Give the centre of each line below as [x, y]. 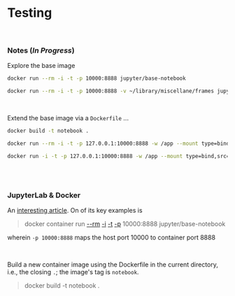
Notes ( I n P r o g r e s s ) [41, 50]
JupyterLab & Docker [44, 195]
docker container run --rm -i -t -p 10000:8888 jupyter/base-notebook [125, 224]
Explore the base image [41, 66]
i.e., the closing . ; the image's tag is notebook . [73, 272]
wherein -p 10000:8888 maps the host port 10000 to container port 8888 [111, 237]
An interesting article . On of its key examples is [75, 210]
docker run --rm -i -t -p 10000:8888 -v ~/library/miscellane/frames [111, 91]
